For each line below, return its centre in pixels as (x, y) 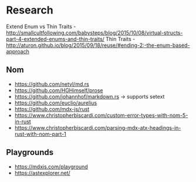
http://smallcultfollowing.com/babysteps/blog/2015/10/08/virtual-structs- (94, 32)
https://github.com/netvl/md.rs (52, 84)
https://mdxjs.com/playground (51, 166)
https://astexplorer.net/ (42, 173)
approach (18, 51)
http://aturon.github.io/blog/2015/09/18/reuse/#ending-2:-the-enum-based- (98, 45)
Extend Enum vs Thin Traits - (41, 26)
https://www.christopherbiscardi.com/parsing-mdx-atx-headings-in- (98, 127)
